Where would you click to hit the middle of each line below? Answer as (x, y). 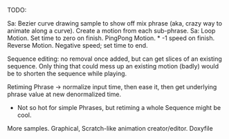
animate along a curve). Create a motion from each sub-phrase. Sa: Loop (111, 31)
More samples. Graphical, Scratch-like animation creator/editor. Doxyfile (110, 128)
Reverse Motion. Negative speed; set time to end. (77, 45)
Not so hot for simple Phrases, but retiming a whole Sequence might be (119, 108)
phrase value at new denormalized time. (64, 94)
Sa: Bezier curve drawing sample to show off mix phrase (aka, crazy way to (115, 23)
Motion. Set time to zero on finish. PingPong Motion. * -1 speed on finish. (111, 38)
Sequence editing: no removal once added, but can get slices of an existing (115, 59)
